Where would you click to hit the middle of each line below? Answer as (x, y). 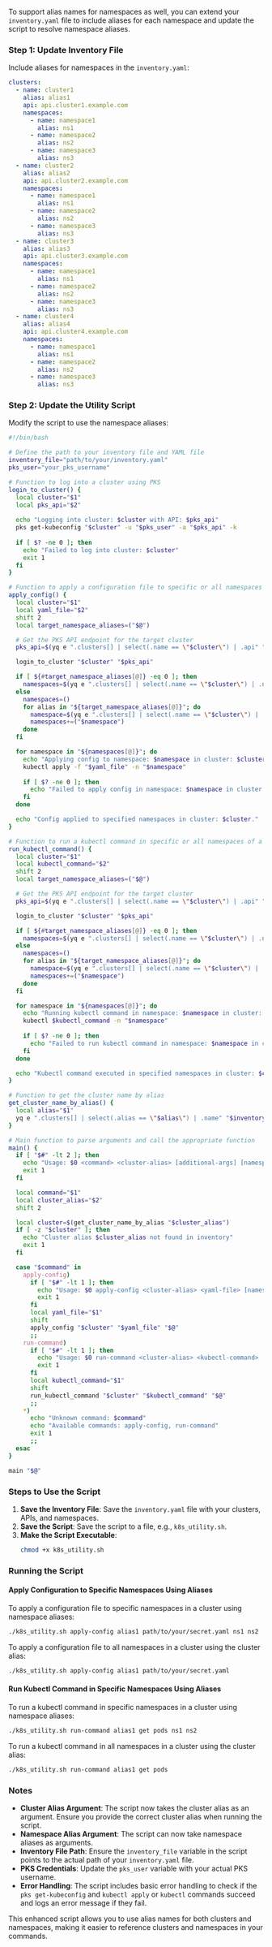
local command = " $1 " (49, 1193)
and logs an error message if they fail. (83, 1902)
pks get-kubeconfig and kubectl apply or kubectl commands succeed (138, 1894)
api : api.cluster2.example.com (76, 181)
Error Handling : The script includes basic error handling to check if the (138, 1885)
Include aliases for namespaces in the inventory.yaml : (99, 67)
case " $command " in (49, 1267)
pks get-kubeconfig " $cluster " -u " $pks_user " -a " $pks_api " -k (126, 528)
